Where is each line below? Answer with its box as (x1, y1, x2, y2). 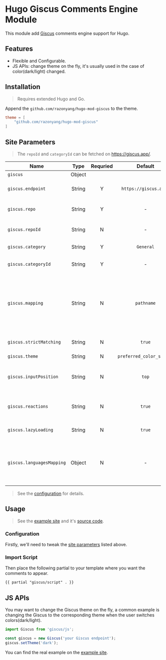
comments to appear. (5, 570, 48, 576)
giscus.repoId (7, 227, 41, 232)
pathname (135, 300, 156, 306)
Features (5, 45, 33, 53)
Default (136, 163, 155, 169)
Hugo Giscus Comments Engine (5, 3, 138, 15)
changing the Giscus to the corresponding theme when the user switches (5, 612, 155, 618)
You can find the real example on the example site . (5, 649, 108, 655)
